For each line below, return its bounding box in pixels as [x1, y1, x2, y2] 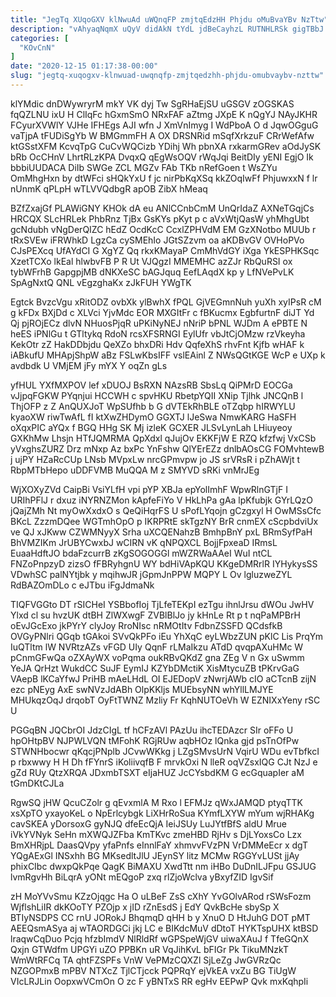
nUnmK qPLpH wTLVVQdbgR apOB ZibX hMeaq [10, 182, 208, 195]
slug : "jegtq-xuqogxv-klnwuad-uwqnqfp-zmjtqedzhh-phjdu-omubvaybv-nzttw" [10, 71, 325, 81]
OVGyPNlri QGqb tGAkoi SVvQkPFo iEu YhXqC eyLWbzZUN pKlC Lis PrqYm [10, 630, 323, 642]
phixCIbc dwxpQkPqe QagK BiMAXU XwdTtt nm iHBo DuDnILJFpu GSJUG [10, 860, 317, 872]
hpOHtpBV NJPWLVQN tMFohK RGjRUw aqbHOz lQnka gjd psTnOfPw [10, 734, 300, 746]
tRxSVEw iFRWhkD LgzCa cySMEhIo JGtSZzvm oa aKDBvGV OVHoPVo [10, 234, 305, 246]
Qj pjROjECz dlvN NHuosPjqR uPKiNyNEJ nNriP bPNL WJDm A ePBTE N [10, 317, 308, 329]
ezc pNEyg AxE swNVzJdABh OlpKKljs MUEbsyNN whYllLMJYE [10, 683, 274, 695]
